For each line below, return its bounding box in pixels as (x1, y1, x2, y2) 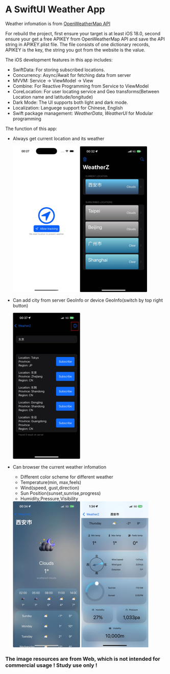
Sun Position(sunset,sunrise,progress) (20, 490, 101, 496)
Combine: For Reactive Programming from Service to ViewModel (12, 83, 149, 89)
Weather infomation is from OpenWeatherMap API (5, 20, 111, 27)
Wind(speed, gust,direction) (20, 485, 80, 491)
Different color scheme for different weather (20, 474, 113, 480)
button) (12, 303, 29, 309)
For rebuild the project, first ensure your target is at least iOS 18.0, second (5, 30, 161, 36)
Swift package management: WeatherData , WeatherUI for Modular (12, 110, 153, 116)
